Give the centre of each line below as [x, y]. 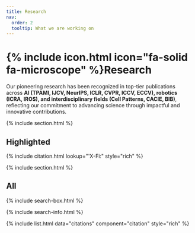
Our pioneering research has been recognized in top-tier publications [91, 87]
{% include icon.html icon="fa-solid [97, 58]
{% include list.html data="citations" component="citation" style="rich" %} [98, 224]
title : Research [26, 12]
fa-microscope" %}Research [79, 70]
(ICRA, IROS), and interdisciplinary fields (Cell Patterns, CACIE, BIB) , [91, 99]
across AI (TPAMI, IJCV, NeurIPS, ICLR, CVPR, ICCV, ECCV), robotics [92, 93]
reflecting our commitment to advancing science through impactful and [93, 106]
